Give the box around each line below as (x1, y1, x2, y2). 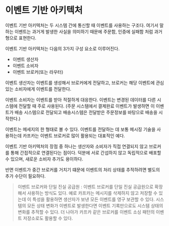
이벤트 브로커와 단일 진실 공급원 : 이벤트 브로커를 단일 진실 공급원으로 (17, 184, 154, 190)
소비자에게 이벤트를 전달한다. (14, 86, 72, 92)
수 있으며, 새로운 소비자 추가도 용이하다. (5, 156, 83, 162)
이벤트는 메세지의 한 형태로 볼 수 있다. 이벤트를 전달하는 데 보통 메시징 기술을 (5, 126, 156, 132)
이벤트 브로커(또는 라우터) (12, 69, 64, 75)
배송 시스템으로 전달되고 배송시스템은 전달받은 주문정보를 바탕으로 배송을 (14, 109, 158, 115)
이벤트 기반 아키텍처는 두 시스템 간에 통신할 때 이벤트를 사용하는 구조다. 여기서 (5, 22, 159, 28)
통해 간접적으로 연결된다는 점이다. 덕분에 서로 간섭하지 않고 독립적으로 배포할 (10, 149, 161, 155)
